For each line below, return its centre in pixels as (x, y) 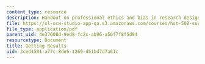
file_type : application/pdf (42, 29)
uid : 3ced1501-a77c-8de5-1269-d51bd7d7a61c (63, 52)
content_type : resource (37, 12)
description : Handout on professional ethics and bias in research (94, 18)
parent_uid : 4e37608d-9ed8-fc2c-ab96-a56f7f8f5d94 (72, 35)
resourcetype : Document (37, 40)
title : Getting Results (37, 46)
